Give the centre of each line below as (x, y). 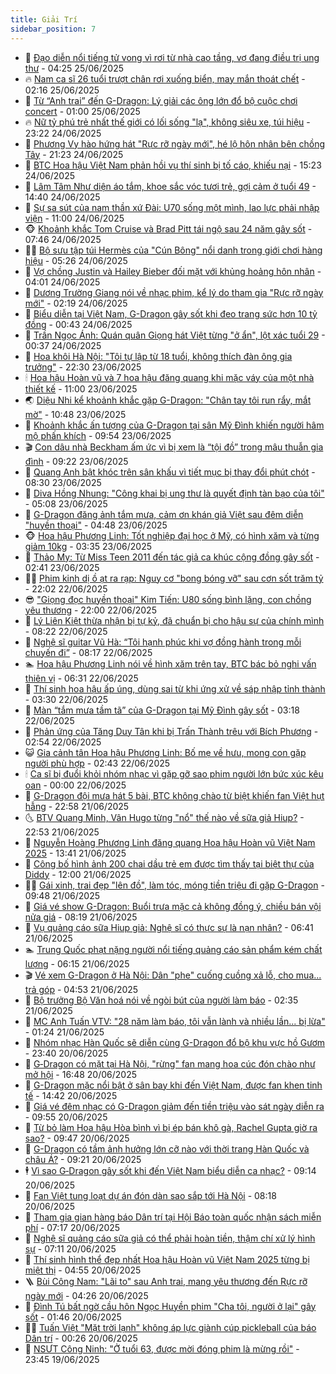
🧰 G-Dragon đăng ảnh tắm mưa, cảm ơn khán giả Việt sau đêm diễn (164, 514)
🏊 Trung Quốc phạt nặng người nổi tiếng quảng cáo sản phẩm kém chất (173, 949)
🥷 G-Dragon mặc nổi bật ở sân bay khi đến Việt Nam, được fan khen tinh (173, 1085)
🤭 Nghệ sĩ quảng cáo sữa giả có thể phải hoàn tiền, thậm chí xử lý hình (170, 1238)
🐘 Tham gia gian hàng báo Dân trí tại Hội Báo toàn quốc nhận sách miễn (173, 1217)
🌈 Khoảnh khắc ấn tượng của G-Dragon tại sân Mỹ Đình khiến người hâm (174, 425)
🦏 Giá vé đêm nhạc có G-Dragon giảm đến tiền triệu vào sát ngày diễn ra (174, 1106)
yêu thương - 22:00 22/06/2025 (90, 610)
